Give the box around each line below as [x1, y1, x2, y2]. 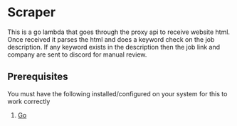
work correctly [7, 97, 51, 105]
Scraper [7, 4, 56, 21]
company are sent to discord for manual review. [7, 50, 147, 59]
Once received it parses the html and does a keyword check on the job [7, 35, 215, 43]
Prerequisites [7, 71, 68, 83]
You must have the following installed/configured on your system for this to [7, 89, 228, 98]
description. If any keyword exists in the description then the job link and [7, 42, 221, 51]
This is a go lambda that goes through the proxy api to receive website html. [7, 28, 230, 36]
